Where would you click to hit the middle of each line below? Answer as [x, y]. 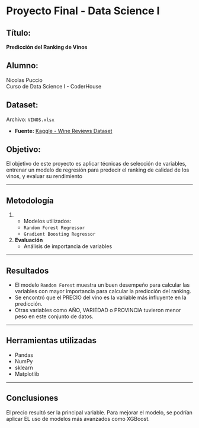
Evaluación [29, 240]
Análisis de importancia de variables [68, 246]
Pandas [24, 355]
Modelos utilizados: [47, 221]
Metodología [30, 200]
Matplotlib [27, 374]
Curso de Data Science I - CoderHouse [54, 86]
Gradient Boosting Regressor [60, 234]
